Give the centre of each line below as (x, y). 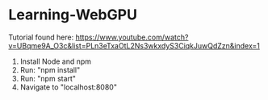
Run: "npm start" (48, 78)
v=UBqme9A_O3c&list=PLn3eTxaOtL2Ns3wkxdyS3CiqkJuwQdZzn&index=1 (134, 45)
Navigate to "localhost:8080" (68, 87)
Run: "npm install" (50, 69)
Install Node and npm (55, 61)
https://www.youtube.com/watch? (132, 37)
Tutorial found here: (41, 37)
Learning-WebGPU (73, 15)
